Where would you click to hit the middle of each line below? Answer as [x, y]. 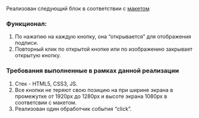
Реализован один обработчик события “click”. [73, 109]
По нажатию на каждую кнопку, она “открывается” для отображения [103, 37]
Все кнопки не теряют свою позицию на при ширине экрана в [94, 90]
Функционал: [27, 24]
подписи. [26, 43]
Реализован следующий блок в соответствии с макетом [78, 9]
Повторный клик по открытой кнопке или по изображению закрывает [104, 49]
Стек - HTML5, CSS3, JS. [46, 83]
